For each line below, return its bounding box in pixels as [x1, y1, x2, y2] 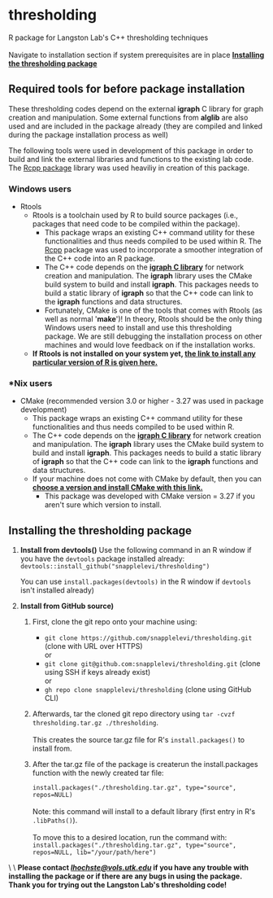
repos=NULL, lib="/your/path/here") [32, 848, 157, 856]
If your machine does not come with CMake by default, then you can [32, 474, 262, 484]
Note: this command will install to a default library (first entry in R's [32, 807, 256, 817]
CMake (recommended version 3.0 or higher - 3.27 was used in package [19, 396, 264, 406]
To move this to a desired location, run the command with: [32, 833, 227, 843]
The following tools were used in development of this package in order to [8, 145, 253, 156]
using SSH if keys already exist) [44, 668, 151, 677]
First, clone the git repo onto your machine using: [32, 617, 197, 627]
